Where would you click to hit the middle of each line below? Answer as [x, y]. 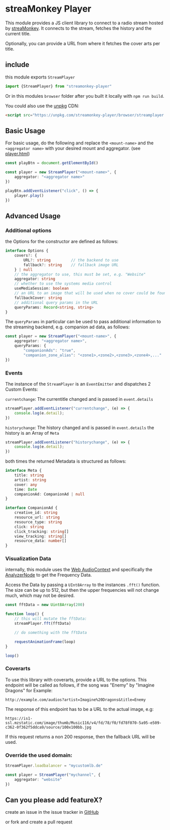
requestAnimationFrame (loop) [45, 642]
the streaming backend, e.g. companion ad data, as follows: [68, 327]
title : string [29, 475]
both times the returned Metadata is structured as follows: [66, 461]
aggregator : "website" [38, 779]
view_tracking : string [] [40, 536]
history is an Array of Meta [32, 433]
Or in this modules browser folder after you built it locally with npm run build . [85, 96]
